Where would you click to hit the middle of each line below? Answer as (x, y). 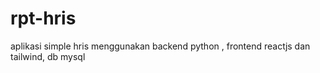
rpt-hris (43, 18)
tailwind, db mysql (48, 56)
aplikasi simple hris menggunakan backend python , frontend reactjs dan (160, 46)
